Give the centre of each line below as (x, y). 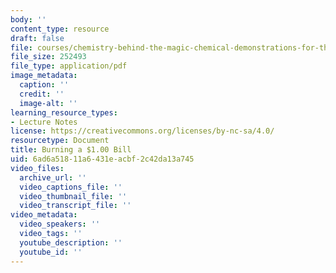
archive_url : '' (53, 177)
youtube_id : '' (51, 252)
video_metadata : (44, 215)
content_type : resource (60, 29)
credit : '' (42, 94)
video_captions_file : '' (71, 187)
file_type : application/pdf (69, 66)
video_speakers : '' (60, 224)
